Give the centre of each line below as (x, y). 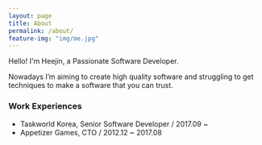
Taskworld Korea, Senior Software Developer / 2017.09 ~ (114, 124)
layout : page (30, 16)
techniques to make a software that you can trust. (91, 85)
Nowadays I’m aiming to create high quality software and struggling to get (131, 77)
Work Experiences (45, 106)
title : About (30, 23)
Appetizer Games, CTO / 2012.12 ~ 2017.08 (91, 132)
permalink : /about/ (41, 31)
